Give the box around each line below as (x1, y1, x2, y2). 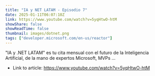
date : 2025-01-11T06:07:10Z (5, 12, 65, 17)
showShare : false (5, 21, 42, 27)
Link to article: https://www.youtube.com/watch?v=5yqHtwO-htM (12, 64, 150, 71)
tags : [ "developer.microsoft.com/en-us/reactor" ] (5, 36, 113, 41)
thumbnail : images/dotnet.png (5, 31, 70, 36)
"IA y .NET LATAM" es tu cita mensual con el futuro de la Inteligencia (5, 49, 149, 56)
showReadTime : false (5, 26, 49, 31)
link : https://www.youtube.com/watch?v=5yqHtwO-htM (5, 17, 117, 22)
